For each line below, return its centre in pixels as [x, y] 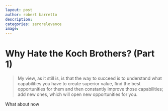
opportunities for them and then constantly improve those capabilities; [90, 89]
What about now [22, 104]
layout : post [19, 10]
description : [19, 19]
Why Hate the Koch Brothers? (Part [80, 54]
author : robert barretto [31, 15]
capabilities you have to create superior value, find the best [79, 84]
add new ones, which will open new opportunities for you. [77, 94]
